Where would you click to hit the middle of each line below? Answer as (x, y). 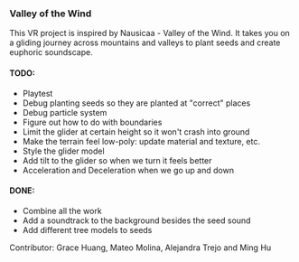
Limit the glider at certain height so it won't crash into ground (136, 131)
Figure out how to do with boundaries (92, 122)
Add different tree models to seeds (87, 229)
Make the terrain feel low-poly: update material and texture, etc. (141, 141)
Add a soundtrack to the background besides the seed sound (136, 220)
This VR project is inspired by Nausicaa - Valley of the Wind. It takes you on (150, 33)
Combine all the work (62, 211)
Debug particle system (65, 112)
